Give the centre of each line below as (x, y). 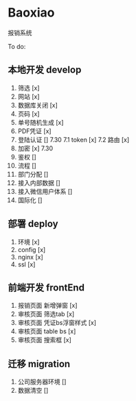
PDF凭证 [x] (34, 131)
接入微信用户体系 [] (45, 191)
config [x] (32, 249)
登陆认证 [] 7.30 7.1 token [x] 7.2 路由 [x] (73, 139)
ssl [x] (26, 264)
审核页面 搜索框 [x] (44, 340)
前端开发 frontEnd (46, 287)
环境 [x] (29, 242)
